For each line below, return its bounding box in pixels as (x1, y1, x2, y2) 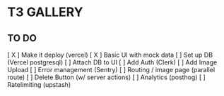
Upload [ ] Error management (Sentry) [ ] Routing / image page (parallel (7, 66, 216, 74)
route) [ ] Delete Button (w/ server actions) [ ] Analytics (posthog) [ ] (7, 73, 206, 81)
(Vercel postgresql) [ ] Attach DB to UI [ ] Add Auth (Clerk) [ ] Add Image (7, 58, 218, 67)
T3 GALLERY (7, 4, 83, 20)
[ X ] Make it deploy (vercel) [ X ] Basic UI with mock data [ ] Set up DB (7, 50, 213, 59)
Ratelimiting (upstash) (7, 81, 71, 88)
